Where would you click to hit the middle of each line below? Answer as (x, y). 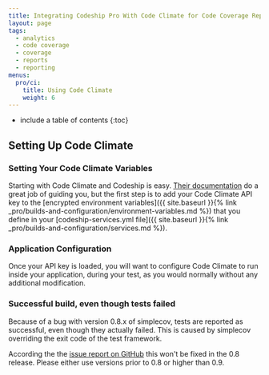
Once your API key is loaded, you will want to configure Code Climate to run (133, 266)
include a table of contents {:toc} (74, 120)
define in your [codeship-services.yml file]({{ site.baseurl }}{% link (118, 219)
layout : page (30, 23)
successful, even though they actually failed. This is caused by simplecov (130, 329)
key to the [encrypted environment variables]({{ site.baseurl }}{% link (123, 202)
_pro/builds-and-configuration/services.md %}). (88, 228)
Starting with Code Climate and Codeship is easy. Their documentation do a (133, 186)
